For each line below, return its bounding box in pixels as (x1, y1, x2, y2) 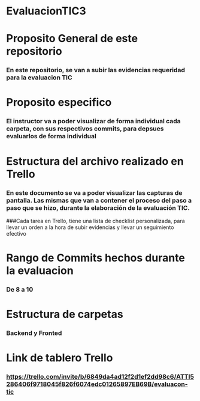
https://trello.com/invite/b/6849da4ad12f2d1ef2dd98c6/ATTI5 (6, 373, 195, 381)
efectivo (6, 230, 27, 237)
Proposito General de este (6, 32, 138, 46)
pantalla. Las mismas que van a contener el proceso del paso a (6, 196, 192, 204)
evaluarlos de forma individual (6, 132, 97, 141)
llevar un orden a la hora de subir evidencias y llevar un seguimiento (6, 224, 174, 231)
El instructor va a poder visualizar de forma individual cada (6, 117, 181, 126)
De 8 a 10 (6, 286, 34, 293)
